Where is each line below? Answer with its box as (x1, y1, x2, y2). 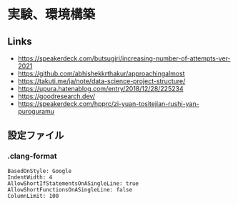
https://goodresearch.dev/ (17, 92, 95, 100)
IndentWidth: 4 (7, 174, 53, 181)
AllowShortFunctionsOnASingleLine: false (7, 186, 133, 193)
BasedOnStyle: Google (7, 167, 72, 174)
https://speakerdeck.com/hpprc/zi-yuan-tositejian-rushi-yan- (17, 100, 199, 107)
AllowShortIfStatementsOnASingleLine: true (7, 179, 139, 187)
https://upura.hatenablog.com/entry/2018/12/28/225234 (17, 85, 184, 93)
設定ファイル (7, 130, 64, 142)
